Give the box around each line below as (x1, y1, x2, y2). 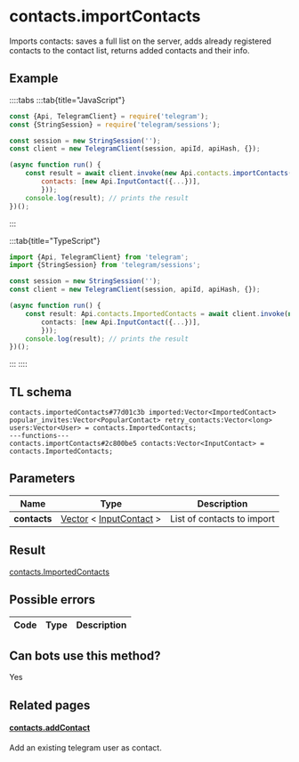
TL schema (9, 385, 72, 400)
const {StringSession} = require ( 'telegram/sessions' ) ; (9, 120, 221, 129)
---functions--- (9, 432, 69, 441)
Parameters (9, 471, 76, 486)
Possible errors (9, 592, 96, 607)
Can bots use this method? (9, 648, 162, 663)
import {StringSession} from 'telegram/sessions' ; (9, 261, 201, 270)
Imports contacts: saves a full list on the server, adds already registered (9, 36, 271, 46)
